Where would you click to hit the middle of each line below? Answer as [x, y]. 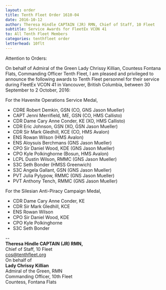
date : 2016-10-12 [24, 20]
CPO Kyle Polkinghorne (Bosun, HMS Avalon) [61, 153]
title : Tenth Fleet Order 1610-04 [42, 15]
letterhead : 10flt [25, 44]
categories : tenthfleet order [38, 39]
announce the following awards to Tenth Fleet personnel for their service [82, 79]
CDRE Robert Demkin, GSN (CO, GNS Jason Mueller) [69, 110]
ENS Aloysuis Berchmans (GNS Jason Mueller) [62, 142]
